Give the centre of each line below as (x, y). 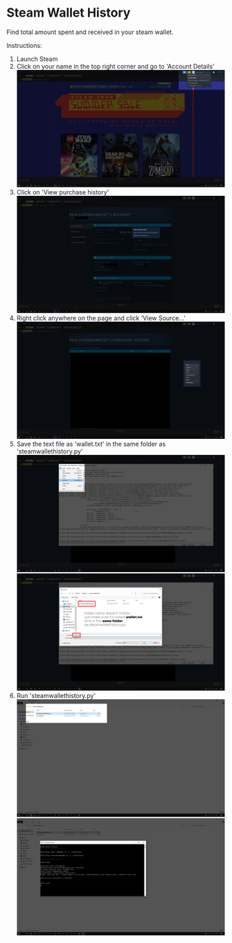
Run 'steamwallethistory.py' (56, 696)
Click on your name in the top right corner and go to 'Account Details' (116, 66)
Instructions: (24, 45)
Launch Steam (37, 59)
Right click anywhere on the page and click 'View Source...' (101, 318)
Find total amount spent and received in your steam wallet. (90, 32)
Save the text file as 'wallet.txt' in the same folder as (91, 444)
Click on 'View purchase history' (63, 192)
